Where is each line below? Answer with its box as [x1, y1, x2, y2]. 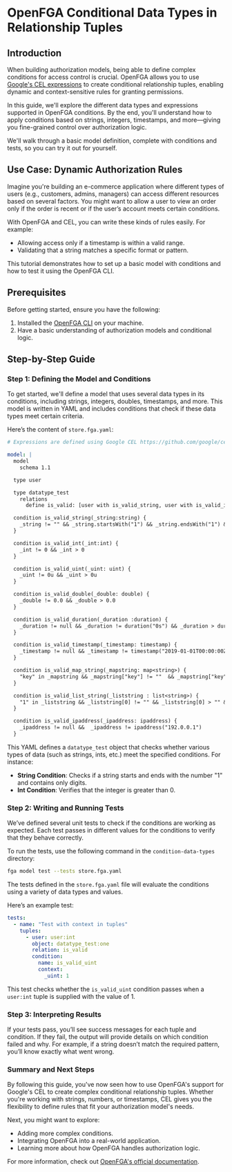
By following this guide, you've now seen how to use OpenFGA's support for [7, 1081, 224, 1089]
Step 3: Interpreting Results [7, 1009, 101, 1019]
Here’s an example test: [7, 901, 74, 909]
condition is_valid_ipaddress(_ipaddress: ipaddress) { [13, 718, 177, 725]
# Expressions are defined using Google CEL [7, 438, 137, 446]
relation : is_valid [32, 947, 88, 954]
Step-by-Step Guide [7, 353, 95, 365]
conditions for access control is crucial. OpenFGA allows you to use [7, 73, 200, 81]
